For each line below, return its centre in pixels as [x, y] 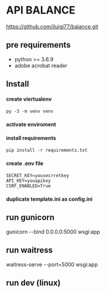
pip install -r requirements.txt [47, 151]
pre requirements [38, 45]
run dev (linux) [33, 283]
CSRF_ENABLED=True [28, 186]
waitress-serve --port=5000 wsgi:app [52, 264]
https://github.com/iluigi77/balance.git [52, 26]
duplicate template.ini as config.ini [49, 199]
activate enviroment [31, 124]
